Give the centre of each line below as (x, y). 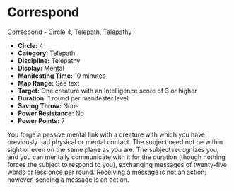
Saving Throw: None (48, 105)
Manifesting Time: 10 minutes (62, 76)
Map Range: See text (48, 83)
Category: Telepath (46, 53)
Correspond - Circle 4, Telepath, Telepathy (70, 32)
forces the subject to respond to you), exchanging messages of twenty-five (117, 164)
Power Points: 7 (41, 120)
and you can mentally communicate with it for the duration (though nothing (116, 157)
